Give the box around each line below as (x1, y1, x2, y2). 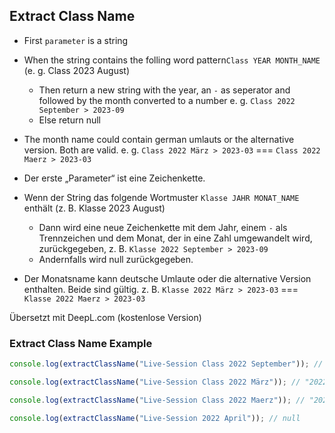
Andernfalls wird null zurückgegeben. (38, 253, 194, 265)
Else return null (38, 114, 101, 126)
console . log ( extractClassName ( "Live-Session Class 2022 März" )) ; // (9, 377, 301, 387)
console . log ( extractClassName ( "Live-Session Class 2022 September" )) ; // (9, 359, 324, 369)
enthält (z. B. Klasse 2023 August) (23, 202, 166, 214)
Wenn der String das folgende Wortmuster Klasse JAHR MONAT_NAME (23, 191, 300, 203)
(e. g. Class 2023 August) (23, 64, 131, 76)
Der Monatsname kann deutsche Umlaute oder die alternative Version (23, 272, 312, 284)
